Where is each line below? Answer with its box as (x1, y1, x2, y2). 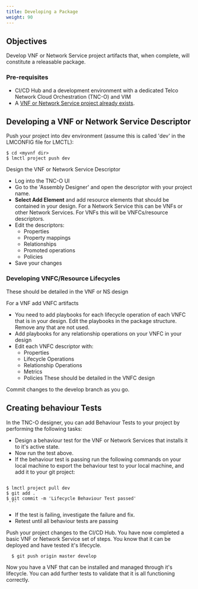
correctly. (6, 576, 30, 583)
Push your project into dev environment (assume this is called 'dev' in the (6, 132, 186, 140)
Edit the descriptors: (14, 221, 65, 229)
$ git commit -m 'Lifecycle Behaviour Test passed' (6, 495, 136, 502)
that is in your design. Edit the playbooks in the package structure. (14, 317, 177, 324)
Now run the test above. (14, 449, 74, 456)
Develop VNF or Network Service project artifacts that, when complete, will (6, 52, 190, 59)
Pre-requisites (6, 73, 49, 82)
